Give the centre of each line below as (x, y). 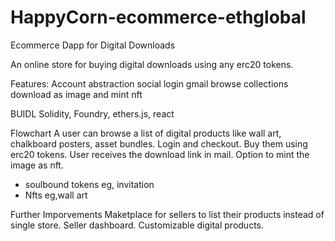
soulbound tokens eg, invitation (89, 184)
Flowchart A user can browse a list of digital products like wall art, (146, 133)
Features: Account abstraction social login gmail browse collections (149, 83)
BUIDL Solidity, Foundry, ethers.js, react (92, 113)
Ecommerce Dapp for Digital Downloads (93, 45)
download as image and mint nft (76, 94)
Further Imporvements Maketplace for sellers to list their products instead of (167, 214)
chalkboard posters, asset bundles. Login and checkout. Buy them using (159, 143)
